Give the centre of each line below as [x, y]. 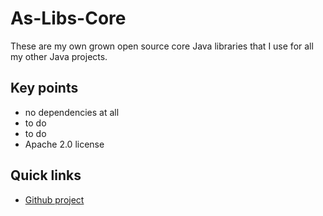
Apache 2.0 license [64, 144]
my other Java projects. [59, 56]
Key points [44, 88]
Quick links [46, 175]
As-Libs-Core [68, 18]
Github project [54, 199]
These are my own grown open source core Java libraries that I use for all [162, 46]
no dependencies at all [72, 112]
